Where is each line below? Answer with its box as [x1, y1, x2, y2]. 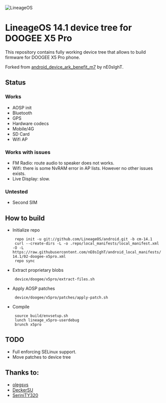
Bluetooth [12, 110, 32, 116]
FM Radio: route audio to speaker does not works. [12, 160, 114, 166]
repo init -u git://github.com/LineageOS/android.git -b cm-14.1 [14, 237, 153, 242]
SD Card [12, 131, 30, 137]
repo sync [14, 258, 35, 263]
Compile [12, 304, 30, 310]
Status [5, 79, 26, 87]
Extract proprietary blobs [12, 267, 64, 273]
